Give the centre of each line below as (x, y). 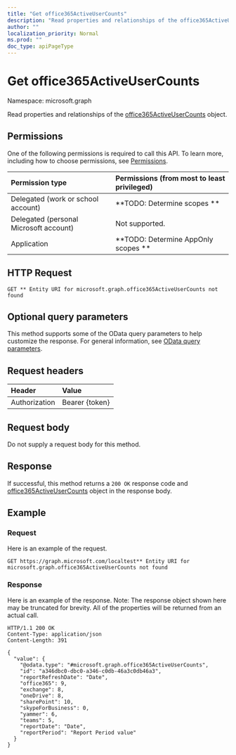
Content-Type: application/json (54, 634)
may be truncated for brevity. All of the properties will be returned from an (114, 607)
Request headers (46, 371)
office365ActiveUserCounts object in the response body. (90, 491)
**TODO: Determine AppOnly (164, 239)
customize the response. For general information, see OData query (104, 341)
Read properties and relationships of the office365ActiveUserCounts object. (117, 114)
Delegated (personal (45, 219)
